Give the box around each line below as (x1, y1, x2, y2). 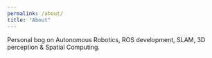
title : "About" (7, 17, 51, 23)
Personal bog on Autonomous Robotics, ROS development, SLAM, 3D (7, 35, 206, 43)
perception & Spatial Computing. (7, 43, 100, 51)
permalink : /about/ (7, 10, 64, 17)
